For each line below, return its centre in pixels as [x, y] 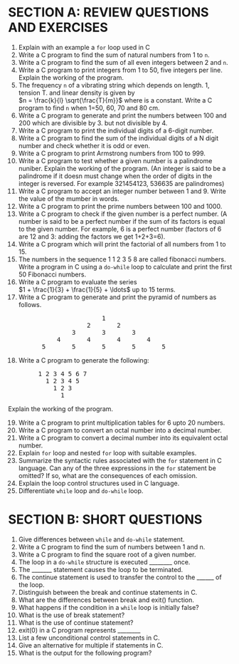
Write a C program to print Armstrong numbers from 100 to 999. [112, 153]
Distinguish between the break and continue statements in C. [108, 592]
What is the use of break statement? [71, 615]
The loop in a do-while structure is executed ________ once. [104, 562]
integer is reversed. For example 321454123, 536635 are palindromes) [121, 183]
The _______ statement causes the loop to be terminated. [101, 569]
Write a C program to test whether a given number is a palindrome [115, 160]
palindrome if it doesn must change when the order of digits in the [115, 176]
